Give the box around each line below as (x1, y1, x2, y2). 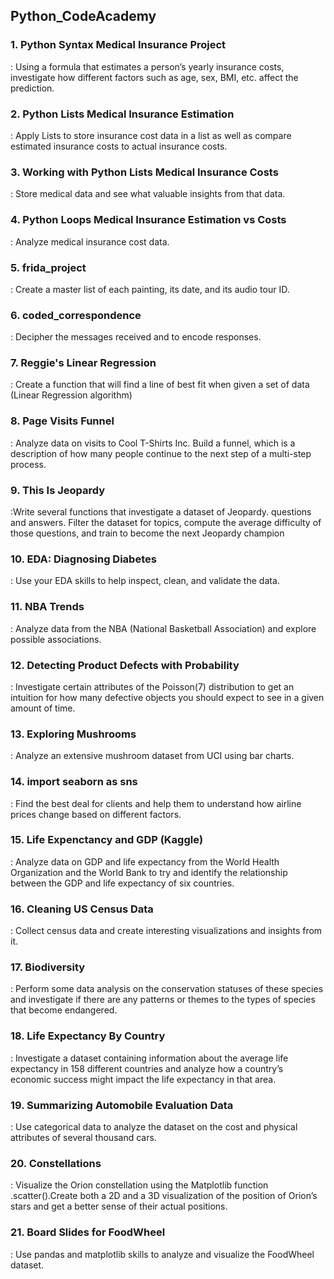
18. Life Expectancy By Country (10, 1029, 166, 1043)
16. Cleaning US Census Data (10, 902, 154, 916)
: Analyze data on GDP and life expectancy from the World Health (10, 855, 280, 868)
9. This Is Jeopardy (10, 483, 106, 497)
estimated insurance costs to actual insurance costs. (10, 140, 228, 152)
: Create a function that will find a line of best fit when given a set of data (10, 379, 310, 391)
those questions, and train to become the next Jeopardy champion (10, 527, 285, 539)
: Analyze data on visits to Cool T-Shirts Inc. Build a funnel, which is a (10, 437, 296, 449)
